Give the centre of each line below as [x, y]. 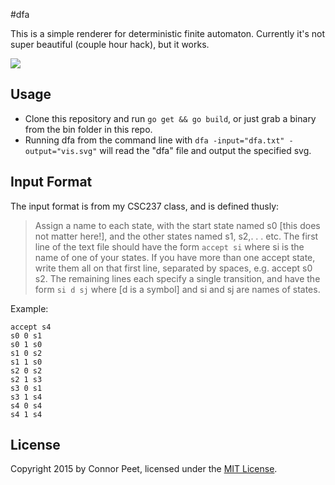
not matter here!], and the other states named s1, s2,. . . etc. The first [176, 236]
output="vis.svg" [61, 151]
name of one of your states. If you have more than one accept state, [175, 257]
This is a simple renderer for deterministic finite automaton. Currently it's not [168, 33]
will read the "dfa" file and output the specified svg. [205, 150]
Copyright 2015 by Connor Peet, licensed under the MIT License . [144, 469]
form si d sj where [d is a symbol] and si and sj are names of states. [177, 289]
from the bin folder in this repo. [88, 129]
